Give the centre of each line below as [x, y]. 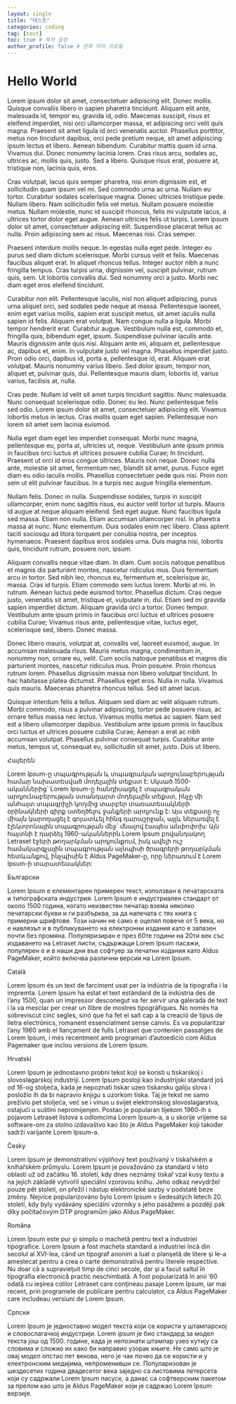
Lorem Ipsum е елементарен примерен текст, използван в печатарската [116, 891]
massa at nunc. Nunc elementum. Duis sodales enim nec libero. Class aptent [118, 526]
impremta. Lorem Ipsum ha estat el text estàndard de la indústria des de [111, 993]
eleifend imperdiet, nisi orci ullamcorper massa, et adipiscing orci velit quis [115, 123]
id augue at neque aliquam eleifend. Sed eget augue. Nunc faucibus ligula [114, 511]
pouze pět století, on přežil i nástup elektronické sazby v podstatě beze [110, 1189]
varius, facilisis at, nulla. [42, 381]
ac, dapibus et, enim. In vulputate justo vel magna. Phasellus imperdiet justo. [118, 351]
